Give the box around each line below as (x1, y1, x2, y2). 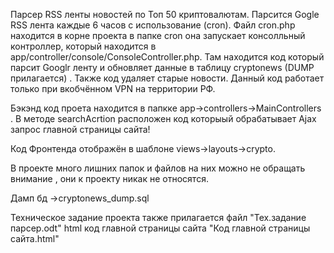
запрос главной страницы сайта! (10, 124, 151, 135)
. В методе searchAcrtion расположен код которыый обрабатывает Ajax (10, 113, 317, 124)
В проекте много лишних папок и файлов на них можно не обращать (10, 162, 306, 174)
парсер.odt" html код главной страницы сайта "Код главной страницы (10, 222, 311, 234)
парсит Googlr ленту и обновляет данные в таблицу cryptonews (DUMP (10, 62, 315, 73)
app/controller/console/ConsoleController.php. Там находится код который (10, 51, 325, 63)
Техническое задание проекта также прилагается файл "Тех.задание (10, 212, 307, 223)
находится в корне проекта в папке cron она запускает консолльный (10, 30, 306, 41)
